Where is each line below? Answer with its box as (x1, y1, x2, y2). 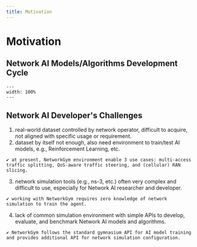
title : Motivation (6, 8, 52, 15)
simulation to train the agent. (6, 201, 87, 207)
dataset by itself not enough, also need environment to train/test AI (14, 139, 180, 146)
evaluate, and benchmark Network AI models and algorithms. (14, 218, 166, 225)
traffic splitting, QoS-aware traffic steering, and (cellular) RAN (6, 162, 181, 168)
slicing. (6, 167, 28, 174)
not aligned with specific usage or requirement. (14, 132, 132, 140)
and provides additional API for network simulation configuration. (6, 235, 181, 241)
